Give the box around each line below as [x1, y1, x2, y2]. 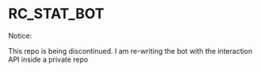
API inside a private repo [8, 55, 89, 64]
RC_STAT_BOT [8, 5, 105, 23]
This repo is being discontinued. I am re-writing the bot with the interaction [8, 46, 253, 55]
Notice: [8, 31, 32, 40]
